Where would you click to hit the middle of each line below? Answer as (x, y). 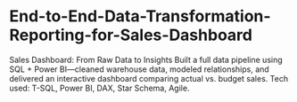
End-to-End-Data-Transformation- (140, 16)
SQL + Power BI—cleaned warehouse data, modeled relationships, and (139, 69)
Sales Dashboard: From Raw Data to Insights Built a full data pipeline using (146, 59)
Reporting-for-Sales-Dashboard (131, 35)
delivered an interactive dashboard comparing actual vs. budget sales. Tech (148, 78)
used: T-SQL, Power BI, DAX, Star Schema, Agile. (99, 88)
